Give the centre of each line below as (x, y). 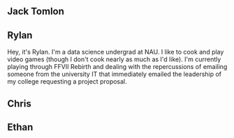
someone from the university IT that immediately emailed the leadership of (115, 74)
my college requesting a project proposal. (67, 82)
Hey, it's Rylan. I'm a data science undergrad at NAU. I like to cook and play (116, 52)
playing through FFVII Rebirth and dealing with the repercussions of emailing (117, 67)
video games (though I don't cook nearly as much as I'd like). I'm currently (114, 59)
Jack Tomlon (36, 11)
